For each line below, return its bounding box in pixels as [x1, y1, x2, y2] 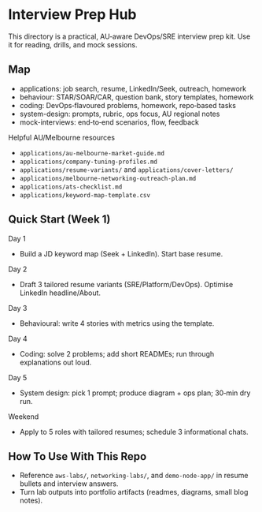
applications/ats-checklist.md [19, 183, 123, 191]
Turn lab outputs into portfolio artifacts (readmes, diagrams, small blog [19, 488, 249, 497]
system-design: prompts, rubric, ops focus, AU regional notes [19, 109, 220, 118]
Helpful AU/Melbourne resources [8, 133, 116, 142]
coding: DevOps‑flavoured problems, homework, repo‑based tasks [19, 100, 236, 110]
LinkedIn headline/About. [19, 288, 101, 297]
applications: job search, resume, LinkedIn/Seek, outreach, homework [19, 84, 247, 93]
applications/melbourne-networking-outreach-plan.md [19, 174, 197, 182]
